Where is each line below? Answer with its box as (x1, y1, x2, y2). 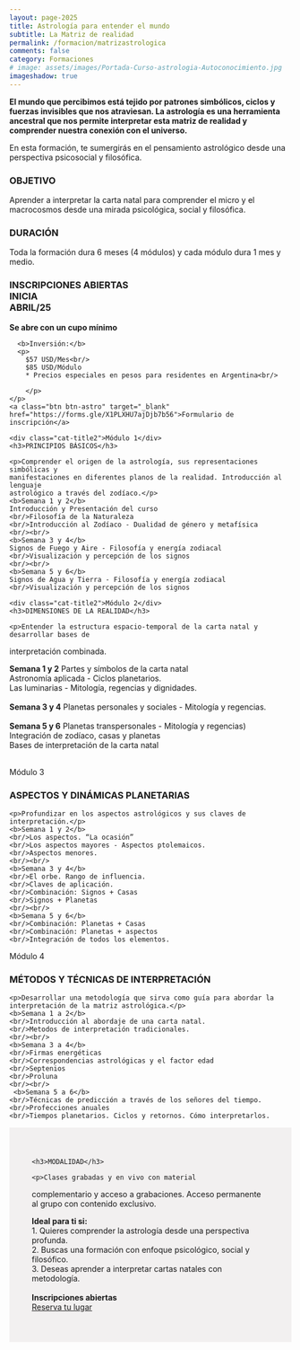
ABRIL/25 (9, 302, 52, 314)
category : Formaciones (9, 55, 94, 64)
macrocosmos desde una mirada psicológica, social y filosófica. (9, 204, 246, 216)
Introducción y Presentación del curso (9, 504, 159, 513)
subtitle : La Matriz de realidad (9, 30, 134, 39)
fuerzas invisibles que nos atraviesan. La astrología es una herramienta (9, 105, 280, 117)
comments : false (9, 47, 70, 56)
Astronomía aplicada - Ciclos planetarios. (9, 673, 162, 684)
